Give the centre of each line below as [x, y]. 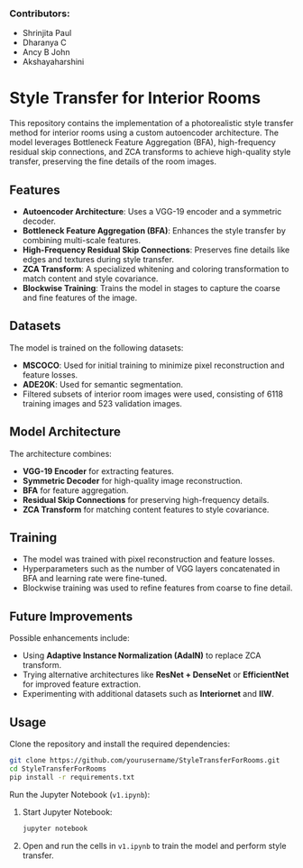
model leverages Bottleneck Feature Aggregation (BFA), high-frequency [143, 142]
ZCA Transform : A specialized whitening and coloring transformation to [156, 270]
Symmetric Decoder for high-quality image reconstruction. [133, 480]
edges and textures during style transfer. [98, 260]
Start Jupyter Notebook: [67, 812]
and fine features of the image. [80, 298]
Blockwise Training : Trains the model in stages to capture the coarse [151, 288]
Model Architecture [65, 432]
